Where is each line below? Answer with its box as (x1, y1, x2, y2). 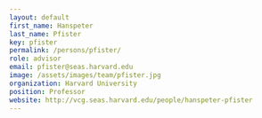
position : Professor (9, 87, 86, 96)
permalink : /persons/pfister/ (9, 46, 122, 55)
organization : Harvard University (9, 79, 138, 88)
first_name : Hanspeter (9, 21, 94, 30)
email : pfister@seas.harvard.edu (9, 63, 134, 72)
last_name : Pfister (9, 29, 82, 38)
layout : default (9, 12, 70, 22)
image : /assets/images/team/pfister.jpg (9, 71, 162, 80)
